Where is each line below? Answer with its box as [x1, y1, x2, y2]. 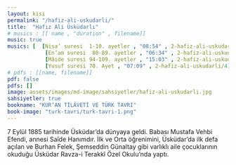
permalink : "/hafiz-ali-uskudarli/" [7, 17, 114, 24]
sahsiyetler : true [7, 95, 61, 103]
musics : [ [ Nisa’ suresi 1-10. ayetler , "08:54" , [7, 43, 169, 50]
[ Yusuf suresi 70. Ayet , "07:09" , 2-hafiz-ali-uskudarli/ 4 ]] [44, 62, 234, 70]
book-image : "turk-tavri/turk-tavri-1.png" [7, 108, 137, 115]
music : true [7, 37, 42, 44]
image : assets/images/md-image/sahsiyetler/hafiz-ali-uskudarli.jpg [7, 88, 212, 95]
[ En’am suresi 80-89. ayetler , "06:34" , [44, 50, 174, 57]
